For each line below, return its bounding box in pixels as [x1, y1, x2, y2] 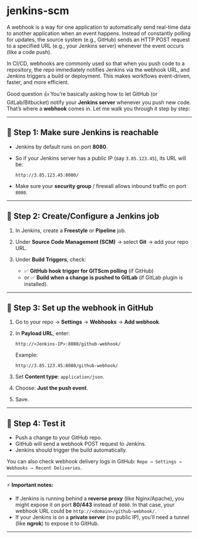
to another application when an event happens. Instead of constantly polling [6, 29, 191, 36]
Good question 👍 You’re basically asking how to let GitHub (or [6, 90, 158, 97]
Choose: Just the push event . [15, 385, 89, 392]
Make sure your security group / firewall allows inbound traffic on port [15, 182, 187, 189]
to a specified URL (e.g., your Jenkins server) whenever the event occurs [6, 42, 184, 49]
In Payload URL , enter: [15, 330, 70, 337]
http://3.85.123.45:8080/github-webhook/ [15, 363, 118, 369]
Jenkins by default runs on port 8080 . [15, 143, 108, 150]
